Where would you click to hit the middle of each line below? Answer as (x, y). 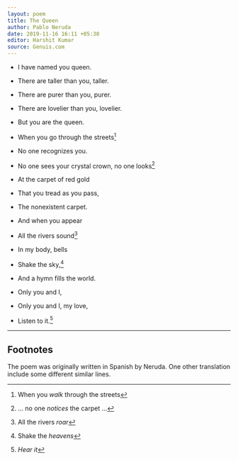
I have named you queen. (55, 67)
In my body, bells (42, 249)
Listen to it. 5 (35, 320)
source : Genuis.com (36, 47)
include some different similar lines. (59, 374)
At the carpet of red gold (53, 180)
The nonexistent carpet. (52, 207)
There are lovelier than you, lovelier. (70, 108)
